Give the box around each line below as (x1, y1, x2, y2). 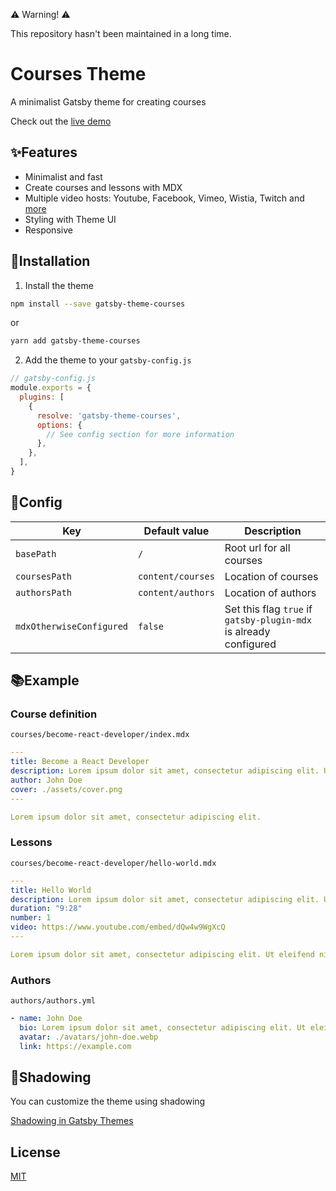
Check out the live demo (10, 115, 112, 127)
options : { (36, 420, 83, 430)
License (10, 1144, 61, 1161)
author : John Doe (10, 775, 83, 786)
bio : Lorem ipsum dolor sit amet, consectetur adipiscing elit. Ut (19, 1023, 307, 1033)
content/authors (138, 587, 215, 598)
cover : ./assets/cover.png (10, 784, 123, 794)
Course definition (10, 707, 98, 721)
